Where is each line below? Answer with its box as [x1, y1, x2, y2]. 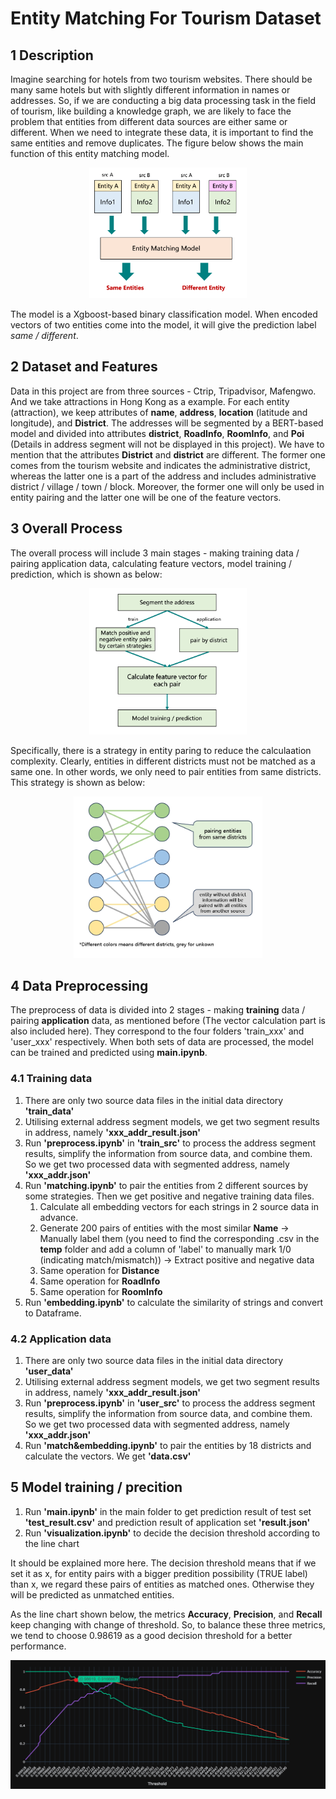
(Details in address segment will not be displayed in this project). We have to [10, 438, 325, 450]
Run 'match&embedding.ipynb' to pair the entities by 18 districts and [24, 1439, 312, 1451]
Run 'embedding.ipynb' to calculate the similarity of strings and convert [24, 1296, 324, 1308]
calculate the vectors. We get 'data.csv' [24, 1450, 192, 1462]
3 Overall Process [10, 520, 123, 537]
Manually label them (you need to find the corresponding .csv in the [39, 1232, 320, 1244]
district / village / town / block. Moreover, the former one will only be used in [10, 480, 325, 492]
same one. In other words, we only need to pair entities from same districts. [10, 765, 322, 777]
